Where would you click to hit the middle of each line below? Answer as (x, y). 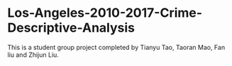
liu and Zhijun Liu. (33, 55)
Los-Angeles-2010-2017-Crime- (105, 13)
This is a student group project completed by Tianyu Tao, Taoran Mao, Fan (116, 47)
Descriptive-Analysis (71, 28)
